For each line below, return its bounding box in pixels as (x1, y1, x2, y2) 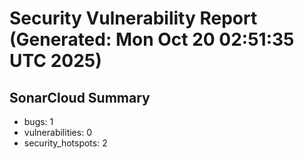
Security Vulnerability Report (9, 7, 258, 30)
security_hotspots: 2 (23, 137, 108, 149)
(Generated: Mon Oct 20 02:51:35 (9, 28, 295, 51)
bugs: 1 (23, 116, 54, 127)
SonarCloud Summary (9, 89, 151, 106)
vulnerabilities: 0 (23, 127, 92, 138)
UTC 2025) (9, 50, 102, 72)
